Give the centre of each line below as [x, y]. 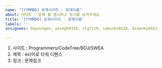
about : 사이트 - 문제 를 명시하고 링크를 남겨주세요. [54, 15]
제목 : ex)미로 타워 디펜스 [37, 54]
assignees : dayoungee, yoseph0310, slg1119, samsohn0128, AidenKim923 [81, 29]
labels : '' [17, 24]
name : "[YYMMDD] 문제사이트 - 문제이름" [44, 10]
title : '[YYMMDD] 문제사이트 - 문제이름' [45, 19]
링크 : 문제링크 [27, 60]
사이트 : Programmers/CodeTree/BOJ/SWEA [58, 48]
